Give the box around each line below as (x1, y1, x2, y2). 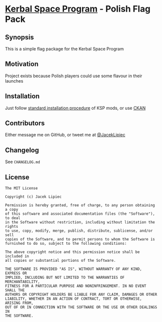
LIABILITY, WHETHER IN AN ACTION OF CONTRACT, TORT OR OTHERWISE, (5, 296, 142, 302)
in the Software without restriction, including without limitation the (5, 220, 155, 225)
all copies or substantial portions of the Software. (5, 258, 116, 263)
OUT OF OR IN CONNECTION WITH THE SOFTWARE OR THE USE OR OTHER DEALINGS (5, 305, 158, 310)
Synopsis (5, 33, 34, 41)
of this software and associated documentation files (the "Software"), (5, 211, 155, 217)
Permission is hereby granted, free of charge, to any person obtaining (5, 203, 155, 208)
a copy (5, 207, 18, 212)
